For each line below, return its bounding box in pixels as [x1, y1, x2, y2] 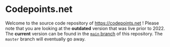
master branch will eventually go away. [5, 36, 86, 42]
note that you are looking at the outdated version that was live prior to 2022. [5, 25, 165, 31]
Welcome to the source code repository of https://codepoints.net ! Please [5, 20, 159, 26]
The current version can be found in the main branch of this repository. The [5, 30, 163, 36]
